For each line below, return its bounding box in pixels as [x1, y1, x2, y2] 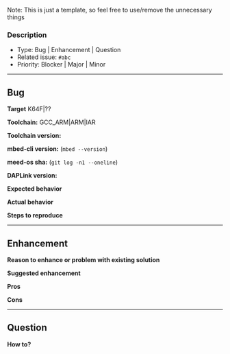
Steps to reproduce [7, 211, 63, 220]
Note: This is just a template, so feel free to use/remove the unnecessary [7, 6, 212, 14]
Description [7, 30, 47, 40]
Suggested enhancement [7, 269, 81, 277]
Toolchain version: [7, 132, 62, 140]
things [7, 13, 25, 21]
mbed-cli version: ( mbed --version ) [7, 145, 108, 153]
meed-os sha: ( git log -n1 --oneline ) [7, 158, 118, 167]
